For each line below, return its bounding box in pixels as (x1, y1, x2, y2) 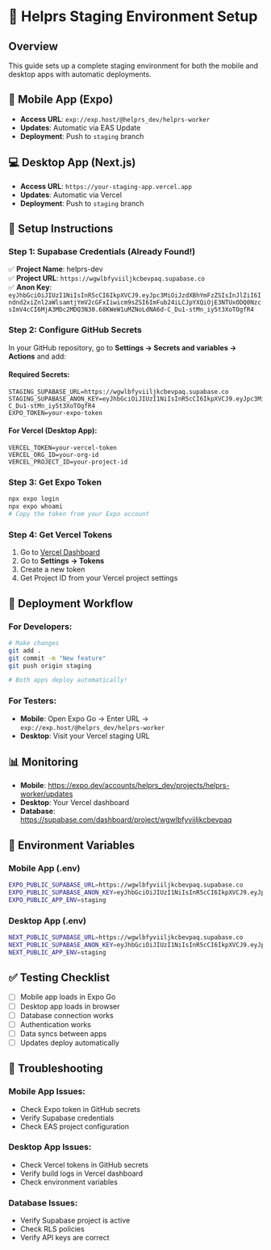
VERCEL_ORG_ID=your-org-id (8, 451, 99, 459)
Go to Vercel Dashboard (19, 547, 101, 557)
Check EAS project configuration (19, 1122, 130, 1131)
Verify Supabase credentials (19, 1113, 115, 1122)
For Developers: (8, 621, 73, 632)
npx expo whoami (8, 502, 63, 511)
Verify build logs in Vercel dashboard (19, 1168, 144, 1178)
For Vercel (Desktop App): (8, 426, 98, 435)
